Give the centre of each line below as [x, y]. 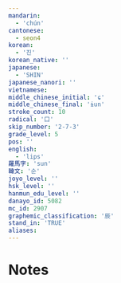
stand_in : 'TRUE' [37, 223]
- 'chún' [30, 23]
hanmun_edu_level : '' [44, 193]
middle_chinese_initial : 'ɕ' [57, 97]
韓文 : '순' [24, 171]
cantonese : [26, 30]
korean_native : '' [39, 61]
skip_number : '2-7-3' [44, 127]
